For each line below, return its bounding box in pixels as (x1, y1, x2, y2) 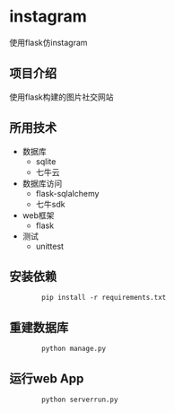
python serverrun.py (41, 395, 118, 404)
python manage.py (41, 344, 106, 354)
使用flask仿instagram (9, 37, 88, 48)
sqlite (35, 155, 57, 167)
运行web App (9, 371, 84, 386)
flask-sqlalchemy (35, 188, 100, 198)
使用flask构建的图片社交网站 (9, 92, 114, 102)
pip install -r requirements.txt (41, 294, 167, 303)
